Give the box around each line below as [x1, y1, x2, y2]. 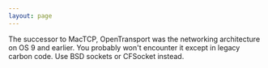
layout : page [8, 11, 53, 20]
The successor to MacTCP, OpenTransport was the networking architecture [8, 34, 261, 44]
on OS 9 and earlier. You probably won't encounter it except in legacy [8, 42, 240, 53]
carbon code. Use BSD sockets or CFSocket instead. [8, 51, 185, 61]
